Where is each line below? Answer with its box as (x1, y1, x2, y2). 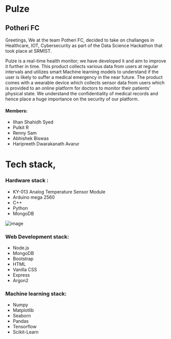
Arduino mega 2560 (12, 194, 55, 200)
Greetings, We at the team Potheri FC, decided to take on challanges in (5, 37, 155, 43)
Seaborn (12, 313, 31, 319)
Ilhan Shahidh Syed (12, 119, 54, 125)
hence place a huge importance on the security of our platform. (5, 96, 139, 102)
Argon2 (12, 277, 29, 283)
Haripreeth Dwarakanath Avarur (12, 141, 80, 147)
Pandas (12, 318, 29, 324)
